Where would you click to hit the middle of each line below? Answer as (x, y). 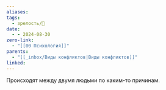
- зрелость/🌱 (28, 23)
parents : (17, 52)
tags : (13, 18)
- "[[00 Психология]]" (41, 46)
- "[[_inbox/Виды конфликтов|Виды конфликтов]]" (75, 57)
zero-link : (20, 40)
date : (13, 29)
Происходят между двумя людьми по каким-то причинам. (83, 80)
